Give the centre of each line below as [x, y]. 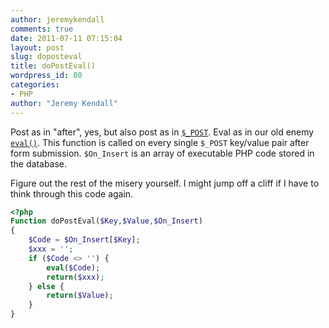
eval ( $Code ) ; [73, 267]
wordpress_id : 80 [46, 76]
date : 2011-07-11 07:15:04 [66, 38]
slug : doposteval [46, 57]
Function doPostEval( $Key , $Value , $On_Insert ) [106, 221]
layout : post [37, 47]
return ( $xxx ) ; [75, 277]
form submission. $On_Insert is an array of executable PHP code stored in [162, 153]
